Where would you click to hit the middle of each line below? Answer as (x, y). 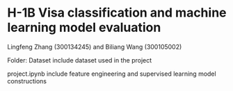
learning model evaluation (84, 27)
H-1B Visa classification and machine (117, 13)
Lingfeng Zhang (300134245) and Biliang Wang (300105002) (95, 47)
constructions (27, 81)
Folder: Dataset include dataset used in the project (80, 60)
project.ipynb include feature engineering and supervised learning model (112, 74)
